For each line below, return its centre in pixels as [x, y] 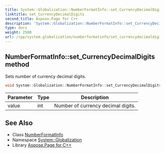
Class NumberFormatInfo [38, 135]
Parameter [20, 97]
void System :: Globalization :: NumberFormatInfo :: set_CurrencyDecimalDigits [83, 85]
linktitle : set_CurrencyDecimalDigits [45, 14]
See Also [19, 123]
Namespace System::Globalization [47, 140]
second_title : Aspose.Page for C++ [41, 19]
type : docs [16, 28]
